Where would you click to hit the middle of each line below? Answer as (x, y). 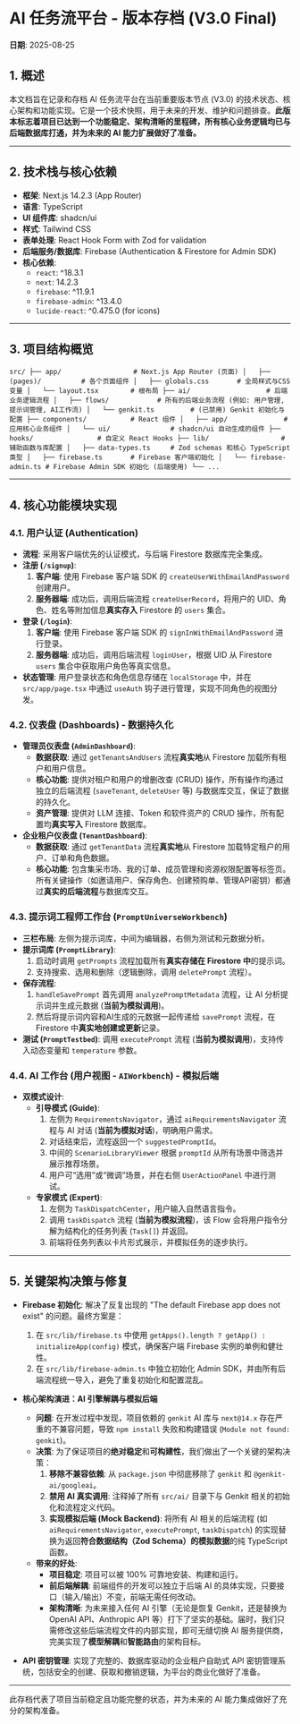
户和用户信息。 (63, 768)
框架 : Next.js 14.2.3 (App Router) (82, 195)
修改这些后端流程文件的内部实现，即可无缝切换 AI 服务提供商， (172, 1630)
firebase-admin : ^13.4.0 (79, 301)
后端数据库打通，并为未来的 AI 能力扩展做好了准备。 (105, 132)
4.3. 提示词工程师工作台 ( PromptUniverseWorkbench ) (118, 917)
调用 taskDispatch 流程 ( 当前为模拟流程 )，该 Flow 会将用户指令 (164, 1219)
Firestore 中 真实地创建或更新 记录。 (100, 1028)
